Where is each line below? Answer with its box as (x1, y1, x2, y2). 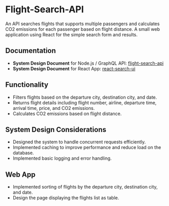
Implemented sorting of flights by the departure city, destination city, (12, 184, 158, 190)
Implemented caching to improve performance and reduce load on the (12, 144, 161, 151)
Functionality (5, 81, 49, 89)
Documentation (5, 46, 56, 55)
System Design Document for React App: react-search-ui (12, 65, 136, 71)
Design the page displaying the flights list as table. (12, 195, 119, 201)
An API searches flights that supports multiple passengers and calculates (5, 21, 160, 27)
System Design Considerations (5, 125, 107, 134)
